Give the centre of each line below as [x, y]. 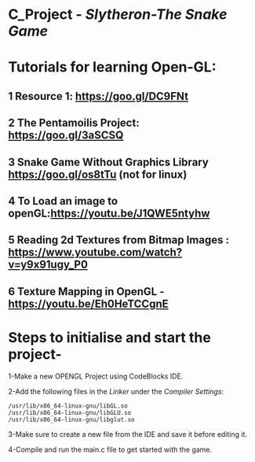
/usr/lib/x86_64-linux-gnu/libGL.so [68, 406]
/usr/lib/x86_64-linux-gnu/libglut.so [71, 419]
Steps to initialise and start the [110, 337]
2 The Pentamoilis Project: [74, 123]
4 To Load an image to [63, 201]
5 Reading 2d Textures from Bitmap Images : [119, 240]
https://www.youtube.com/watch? [95, 252]
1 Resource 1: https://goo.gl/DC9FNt [98, 96]
